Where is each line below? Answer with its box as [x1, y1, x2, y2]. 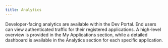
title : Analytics [5, 7, 42, 12]
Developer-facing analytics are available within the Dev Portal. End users [5, 21, 156, 27]
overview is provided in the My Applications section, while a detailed [5, 31, 148, 37]
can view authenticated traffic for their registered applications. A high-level [5, 26, 161, 32]
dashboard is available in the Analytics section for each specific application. [5, 37, 163, 43]
